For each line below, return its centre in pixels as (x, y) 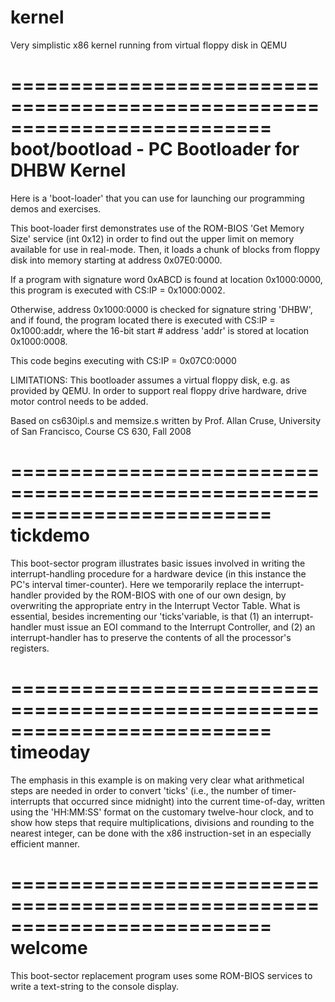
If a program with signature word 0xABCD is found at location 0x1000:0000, (166, 279)
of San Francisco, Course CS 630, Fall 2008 (101, 431)
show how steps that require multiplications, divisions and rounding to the (162, 822)
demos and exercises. (56, 208)
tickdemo (50, 535)
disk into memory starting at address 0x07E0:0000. (116, 260)
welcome (49, 947)
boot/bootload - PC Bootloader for (155, 149)
